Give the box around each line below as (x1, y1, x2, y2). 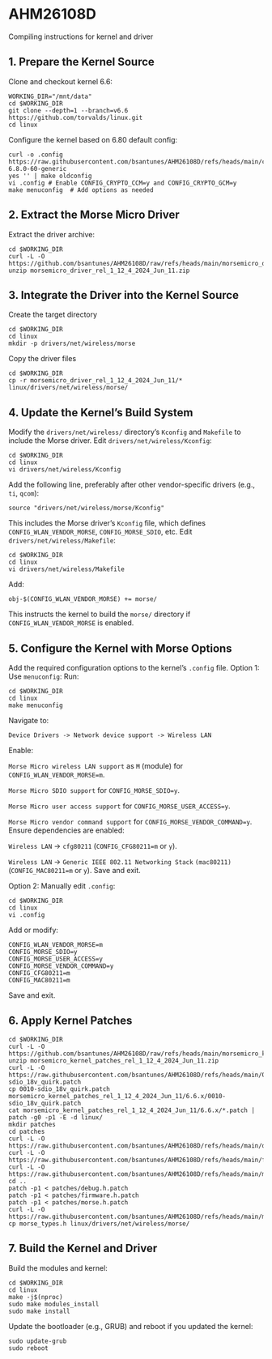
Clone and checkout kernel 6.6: (8, 76, 113, 86)
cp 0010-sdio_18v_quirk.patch (8, 1084, 111, 1093)
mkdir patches (8, 1120, 57, 1128)
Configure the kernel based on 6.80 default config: (8, 134, 178, 144)
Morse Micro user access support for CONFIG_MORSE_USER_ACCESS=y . (8, 801, 231, 811)
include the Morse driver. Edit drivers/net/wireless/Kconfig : (8, 436, 212, 445)
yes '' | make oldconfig (8, 172, 92, 180)
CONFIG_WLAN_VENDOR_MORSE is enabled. (8, 618, 134, 628)
